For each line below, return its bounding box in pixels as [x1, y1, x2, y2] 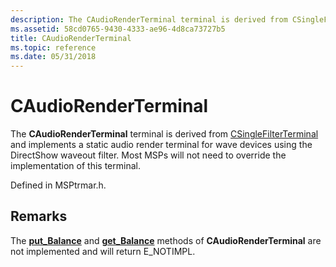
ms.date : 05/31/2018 [10, 52, 97, 62]
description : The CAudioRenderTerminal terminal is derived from [10, 14, 288, 25]
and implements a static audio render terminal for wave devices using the [10, 139, 313, 151]
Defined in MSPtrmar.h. [10, 179, 107, 191]
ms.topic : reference [10, 42, 97, 53]
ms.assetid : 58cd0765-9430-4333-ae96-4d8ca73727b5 [10, 24, 226, 34]
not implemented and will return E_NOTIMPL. [10, 245, 196, 257]
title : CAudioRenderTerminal [10, 33, 132, 43]
